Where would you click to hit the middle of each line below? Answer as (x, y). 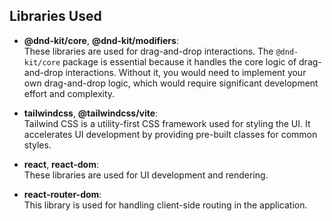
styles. (37, 145)
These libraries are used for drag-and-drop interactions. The (148, 51)
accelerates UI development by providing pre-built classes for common (170, 134)
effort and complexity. (69, 93)
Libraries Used (55, 16)
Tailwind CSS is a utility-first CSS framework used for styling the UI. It (167, 123)
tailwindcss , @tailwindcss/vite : (91, 113)
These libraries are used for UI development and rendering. (146, 175)
